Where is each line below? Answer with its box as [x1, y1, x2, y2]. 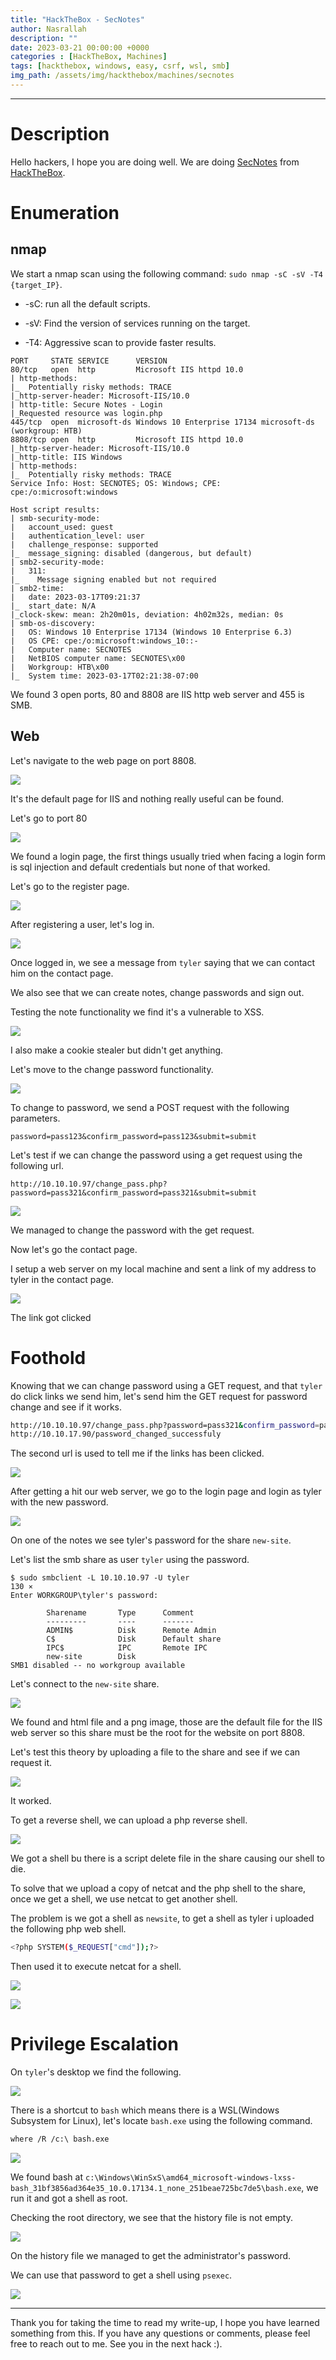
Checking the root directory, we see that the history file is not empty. [10, 2212, 293, 2223]
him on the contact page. [10, 967, 114, 979]
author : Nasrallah [10, 24, 87, 34]
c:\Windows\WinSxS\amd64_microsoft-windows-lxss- [84, 2173, 297, 2183]
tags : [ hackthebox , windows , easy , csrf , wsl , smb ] [10, 61, 230, 71]
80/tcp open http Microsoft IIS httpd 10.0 [10, 364, 244, 375]
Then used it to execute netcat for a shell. [10, 1961, 182, 1973]
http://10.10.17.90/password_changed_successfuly [10, 1429, 222, 1440]
